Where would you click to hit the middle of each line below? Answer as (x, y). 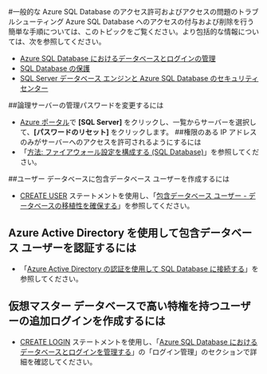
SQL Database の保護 (55, 68)
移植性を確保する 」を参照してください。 (128, 206)
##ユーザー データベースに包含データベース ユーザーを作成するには (119, 179)
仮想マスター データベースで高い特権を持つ (114, 306)
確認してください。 (65, 361)
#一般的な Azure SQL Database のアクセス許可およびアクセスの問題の (123, 12)
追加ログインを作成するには (97, 321)
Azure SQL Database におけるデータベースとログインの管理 (118, 58)
